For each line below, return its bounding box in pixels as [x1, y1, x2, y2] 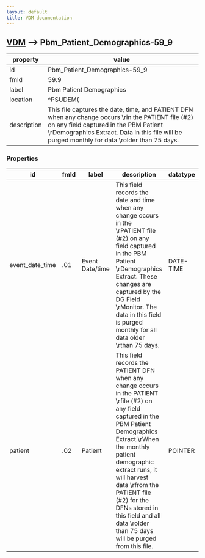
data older [115, 333, 145, 342]
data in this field [115, 310, 162, 318]
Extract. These [115, 272, 157, 281]
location [9, 95, 32, 104]
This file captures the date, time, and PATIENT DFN [48, 105, 193, 114]
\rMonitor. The [115, 303, 157, 311]
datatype [168, 170, 195, 178]
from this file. [115, 541, 154, 550]
